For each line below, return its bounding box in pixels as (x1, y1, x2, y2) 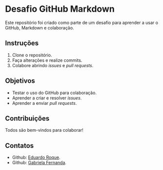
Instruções (5, 39, 39, 48)
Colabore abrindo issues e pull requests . (12, 62, 94, 68)
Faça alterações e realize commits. (12, 57, 82, 63)
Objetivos (5, 77, 35, 85)
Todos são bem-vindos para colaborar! (5, 127, 84, 133)
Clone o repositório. (12, 52, 52, 58)
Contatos (5, 141, 34, 150)
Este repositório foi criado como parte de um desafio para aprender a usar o (5, 20, 159, 25)
